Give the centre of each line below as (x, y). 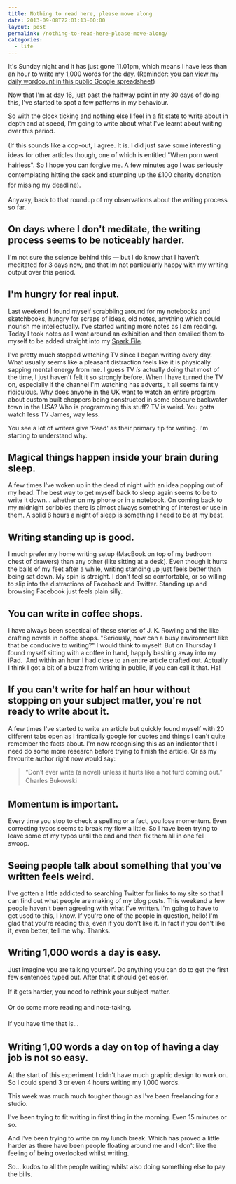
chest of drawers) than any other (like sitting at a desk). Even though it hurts (118, 562)
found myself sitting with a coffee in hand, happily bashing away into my (112, 653)
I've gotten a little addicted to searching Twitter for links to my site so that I (116, 893)
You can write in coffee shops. (76, 613)
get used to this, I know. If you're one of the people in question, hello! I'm (113, 915)
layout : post (27, 27)
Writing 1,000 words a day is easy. (85, 953)
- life (24, 46)
